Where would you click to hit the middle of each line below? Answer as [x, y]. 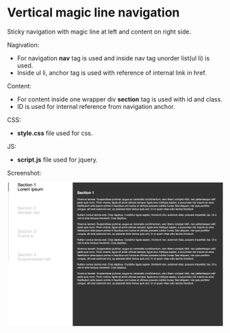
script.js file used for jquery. [57, 160]
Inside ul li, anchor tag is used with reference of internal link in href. [112, 73]
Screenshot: [24, 173]
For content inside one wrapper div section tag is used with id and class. [119, 99]
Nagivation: [23, 45]
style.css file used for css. [55, 133]
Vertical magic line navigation [93, 13]
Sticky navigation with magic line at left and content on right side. [99, 32]
